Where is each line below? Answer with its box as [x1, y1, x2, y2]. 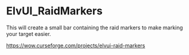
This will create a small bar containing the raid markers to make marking [6, 24, 183, 31]
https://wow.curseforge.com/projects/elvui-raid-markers [6, 42, 145, 49]
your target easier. [6, 30, 51, 37]
